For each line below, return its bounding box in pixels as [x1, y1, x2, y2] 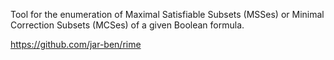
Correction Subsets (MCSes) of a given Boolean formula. [10, 19, 245, 31]
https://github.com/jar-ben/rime [10, 39, 142, 50]
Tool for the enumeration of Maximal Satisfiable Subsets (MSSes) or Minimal [10, 9, 325, 20]
